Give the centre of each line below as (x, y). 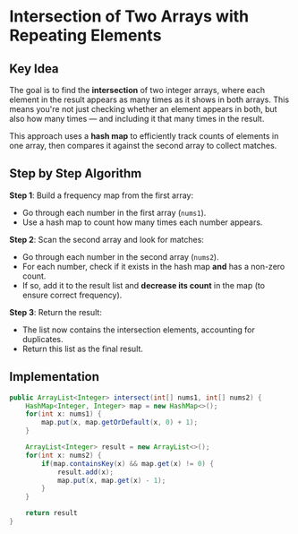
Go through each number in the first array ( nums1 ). (114, 212)
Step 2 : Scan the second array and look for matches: (106, 239)
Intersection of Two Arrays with (129, 17)
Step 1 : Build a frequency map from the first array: (102, 195)
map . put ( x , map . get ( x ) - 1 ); (111, 480)
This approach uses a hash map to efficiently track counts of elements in (144, 136)
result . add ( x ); (85, 472)
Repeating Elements (85, 35)
